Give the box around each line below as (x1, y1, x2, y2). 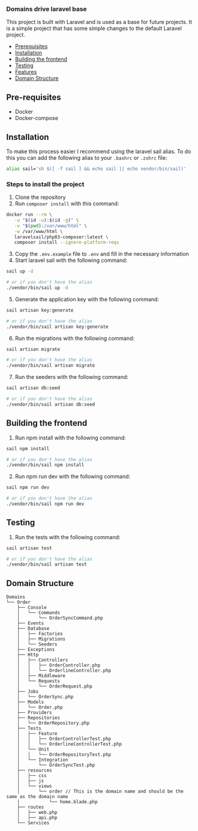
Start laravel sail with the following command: (14, 257, 128, 264)
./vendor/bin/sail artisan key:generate (6, 324, 109, 330)
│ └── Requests (17, 678, 61, 684)
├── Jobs (17, 689, 39, 695)
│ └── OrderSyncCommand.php (17, 615, 103, 621)
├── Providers (17, 710, 52, 716)
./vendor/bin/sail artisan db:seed (6, 401, 95, 407)
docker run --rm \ (6, 212, 52, 218)
